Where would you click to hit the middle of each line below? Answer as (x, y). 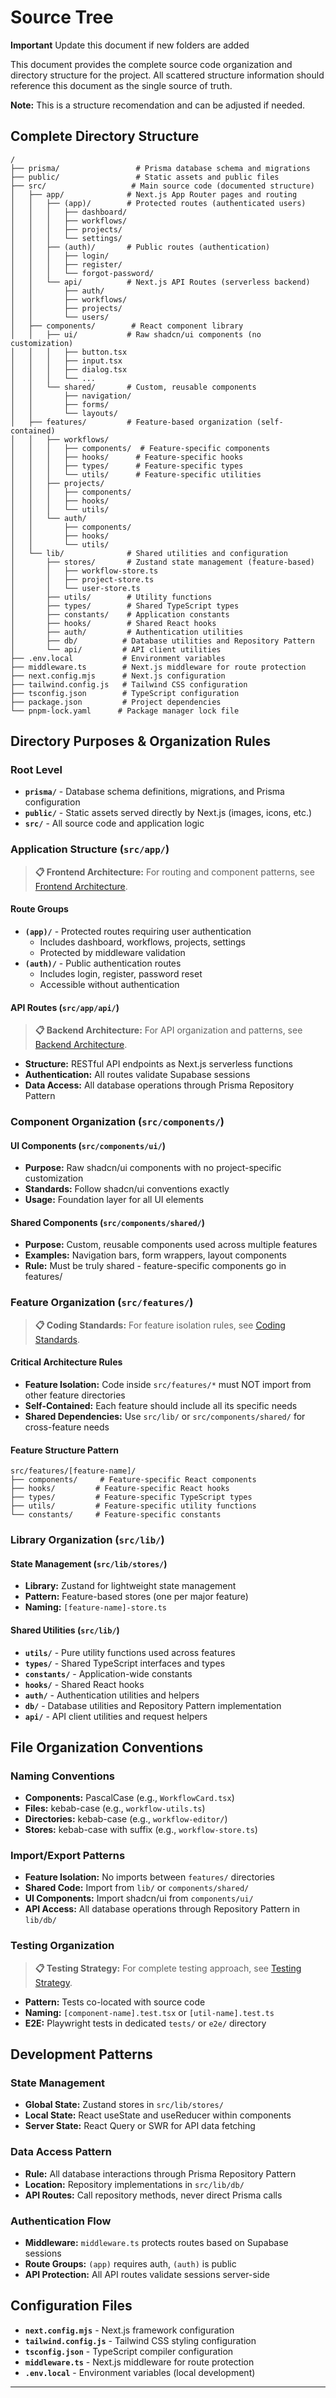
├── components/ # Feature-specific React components (133, 1480)
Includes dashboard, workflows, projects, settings (143, 942)
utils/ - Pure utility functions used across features (130, 1652)
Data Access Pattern (61, 2152)
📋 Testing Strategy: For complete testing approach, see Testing (168, 1968)
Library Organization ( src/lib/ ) (87, 1540)
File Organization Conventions (107, 1747)
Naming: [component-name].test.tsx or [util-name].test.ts (149, 2012)
